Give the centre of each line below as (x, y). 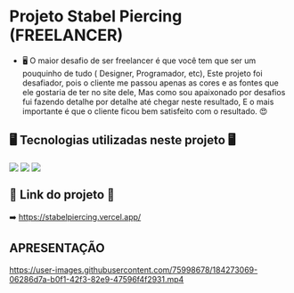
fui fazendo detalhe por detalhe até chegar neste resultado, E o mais (148, 102)
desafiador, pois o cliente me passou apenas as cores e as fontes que (150, 83)
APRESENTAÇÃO (57, 248)
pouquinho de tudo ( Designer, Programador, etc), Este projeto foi (142, 73)
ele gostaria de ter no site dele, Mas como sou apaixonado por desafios (154, 92)
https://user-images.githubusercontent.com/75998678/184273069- (134, 270)
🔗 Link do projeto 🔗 (62, 195)
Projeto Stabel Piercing (96, 16)
